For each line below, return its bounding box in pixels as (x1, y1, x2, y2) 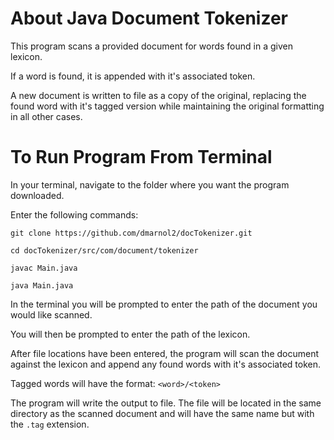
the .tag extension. (10, 418, 90, 430)
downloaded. (10, 189, 65, 201)
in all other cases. (10, 110, 83, 122)
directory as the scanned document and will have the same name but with (10, 407, 315, 419)
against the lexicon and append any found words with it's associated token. (10, 358, 322, 370)
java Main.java (10, 280, 74, 291)
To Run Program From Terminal (10, 146, 273, 169)
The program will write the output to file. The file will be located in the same (10, 397, 322, 409)
